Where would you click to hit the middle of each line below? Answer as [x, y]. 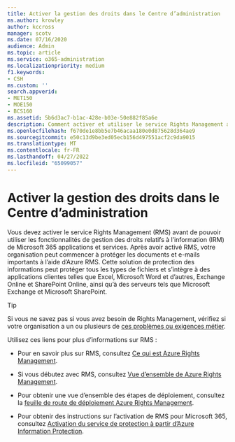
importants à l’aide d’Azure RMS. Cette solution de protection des [101, 262]
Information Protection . [50, 431]
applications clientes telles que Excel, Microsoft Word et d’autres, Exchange [116, 276]
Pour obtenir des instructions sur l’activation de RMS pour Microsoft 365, [122, 416]
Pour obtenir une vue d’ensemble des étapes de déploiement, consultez [121, 395]
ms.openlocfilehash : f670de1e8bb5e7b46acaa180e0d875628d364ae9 [101, 131]
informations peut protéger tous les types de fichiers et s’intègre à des [109, 269]
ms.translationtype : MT [42, 144]
